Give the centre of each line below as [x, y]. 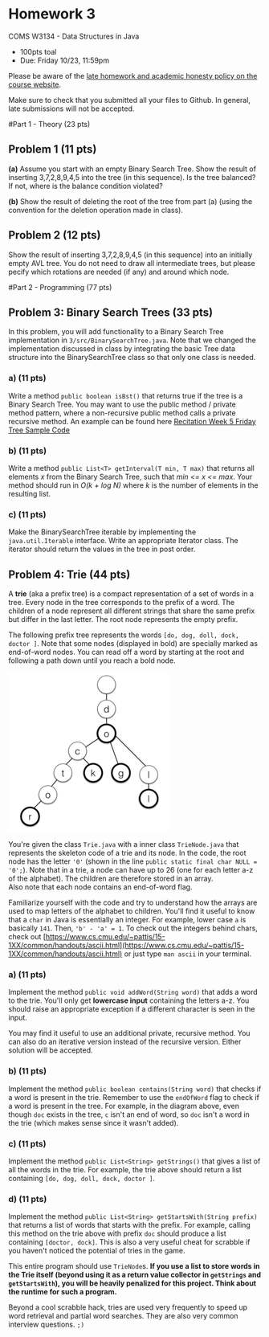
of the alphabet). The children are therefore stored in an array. [111, 879]
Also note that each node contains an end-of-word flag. [100, 887]
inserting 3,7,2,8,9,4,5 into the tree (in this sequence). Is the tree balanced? [132, 177]
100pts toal [38, 51]
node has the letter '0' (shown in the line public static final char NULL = [133, 861]
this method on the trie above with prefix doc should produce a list [117, 1233]
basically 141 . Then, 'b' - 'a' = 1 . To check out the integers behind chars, [133, 928]
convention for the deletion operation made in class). [96, 210]
